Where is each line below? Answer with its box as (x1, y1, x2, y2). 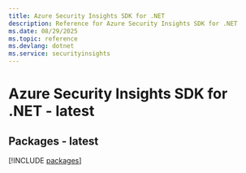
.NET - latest (8, 102, 95, 120)
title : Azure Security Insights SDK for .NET (8, 11, 165, 20)
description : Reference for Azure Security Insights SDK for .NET (8, 19, 238, 28)
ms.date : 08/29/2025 (8, 27, 79, 35)
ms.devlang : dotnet (8, 42, 75, 50)
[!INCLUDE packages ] (8, 156, 82, 165)
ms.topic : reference (8, 34, 79, 43)
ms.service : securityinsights (8, 50, 111, 58)
